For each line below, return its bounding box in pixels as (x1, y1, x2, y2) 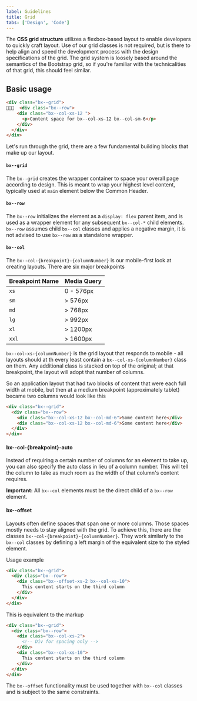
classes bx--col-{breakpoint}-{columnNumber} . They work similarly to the (6, 532, 184, 539)
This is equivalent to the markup (6, 611, 84, 618)
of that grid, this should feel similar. (6, 67, 92, 74)
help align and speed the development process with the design (6, 48, 159, 55)
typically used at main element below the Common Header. (6, 187, 148, 194)
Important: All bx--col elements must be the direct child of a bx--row (6, 487, 173, 494)
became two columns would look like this (6, 392, 106, 399)
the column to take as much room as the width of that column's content (6, 469, 179, 476)
